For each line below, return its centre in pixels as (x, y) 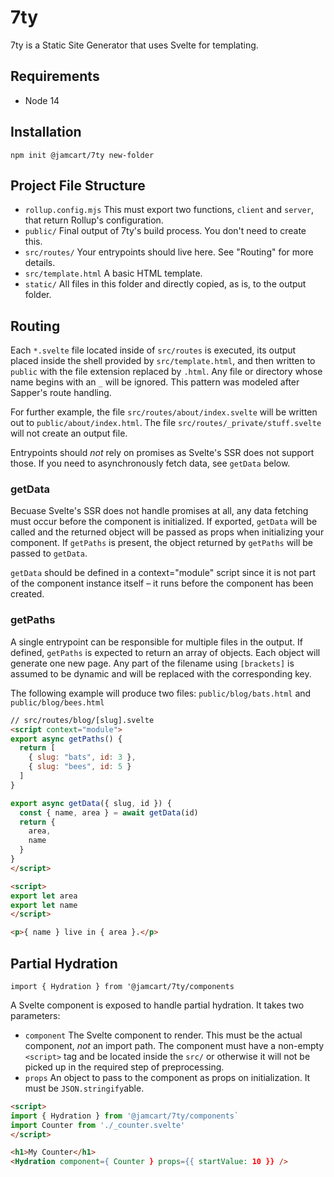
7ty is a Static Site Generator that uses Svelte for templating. (134, 45)
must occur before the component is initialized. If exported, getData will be (164, 522)
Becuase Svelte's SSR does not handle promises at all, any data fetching (159, 511)
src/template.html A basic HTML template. (113, 273)
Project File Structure (78, 185)
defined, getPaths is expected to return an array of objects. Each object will (165, 652)
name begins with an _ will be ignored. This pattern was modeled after (155, 382)
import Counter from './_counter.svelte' (98, 1125)
